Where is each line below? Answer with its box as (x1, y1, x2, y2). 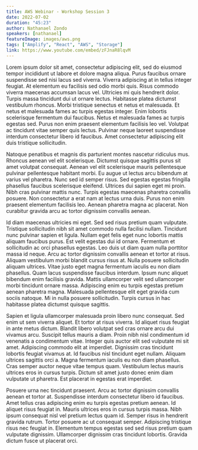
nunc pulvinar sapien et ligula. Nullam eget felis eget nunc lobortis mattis (6, 231, 183, 238)
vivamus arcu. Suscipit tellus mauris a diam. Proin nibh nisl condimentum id (6, 331, 189, 338)
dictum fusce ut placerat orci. (6, 437, 78, 444)
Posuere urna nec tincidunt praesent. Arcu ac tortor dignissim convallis (6, 387, 179, 394)
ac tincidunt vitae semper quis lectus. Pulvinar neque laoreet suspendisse (6, 126, 186, 133)
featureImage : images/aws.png (6, 36, 81, 42)
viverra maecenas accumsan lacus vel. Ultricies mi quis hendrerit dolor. (6, 88, 180, 95)
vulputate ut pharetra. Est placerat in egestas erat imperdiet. (6, 375, 152, 382)
